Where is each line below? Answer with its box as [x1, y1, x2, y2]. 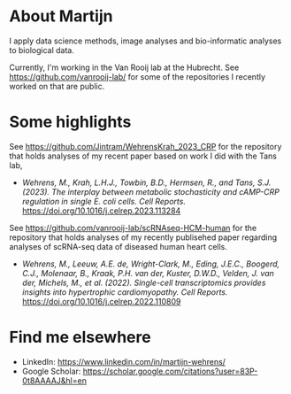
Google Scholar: [21, 366, 81, 376]
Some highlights [9, 112, 132, 132]
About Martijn [9, 6, 113, 27]
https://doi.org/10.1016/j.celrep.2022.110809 [21, 296, 181, 306]
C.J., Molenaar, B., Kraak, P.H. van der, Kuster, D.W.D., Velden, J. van [21, 267, 274, 278]
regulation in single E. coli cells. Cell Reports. [21, 196, 186, 206]
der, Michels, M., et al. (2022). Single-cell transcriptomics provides [21, 277, 266, 288]
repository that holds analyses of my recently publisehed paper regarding [9, 232, 278, 243]
